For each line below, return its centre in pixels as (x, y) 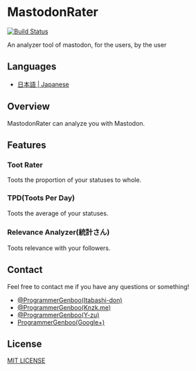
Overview (29, 107)
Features (27, 145)
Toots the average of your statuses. (58, 213)
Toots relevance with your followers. (59, 248)
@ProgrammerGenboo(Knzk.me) (64, 307)
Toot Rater (25, 165)
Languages (32, 67)
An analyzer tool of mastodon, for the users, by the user (87, 44)
